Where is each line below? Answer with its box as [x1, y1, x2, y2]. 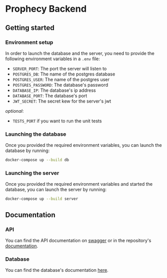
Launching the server [5, 169, 59, 176]
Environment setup [5, 39, 53, 46]
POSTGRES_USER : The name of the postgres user [12, 76, 110, 82]
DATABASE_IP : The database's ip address [12, 87, 96, 93]
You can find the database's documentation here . [5, 267, 109, 273]
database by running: [5, 147, 50, 154]
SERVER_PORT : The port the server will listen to [12, 65, 107, 71]
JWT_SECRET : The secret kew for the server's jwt [12, 98, 112, 104]
